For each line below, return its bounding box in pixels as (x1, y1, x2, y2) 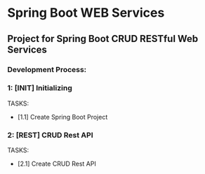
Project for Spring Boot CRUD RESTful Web (7, 33, 199, 45)
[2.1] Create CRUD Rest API (17, 159, 96, 168)
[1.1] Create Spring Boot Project (17, 113, 108, 121)
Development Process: (7, 64, 87, 74)
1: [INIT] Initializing (7, 83, 72, 93)
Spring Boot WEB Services (7, 5, 165, 21)
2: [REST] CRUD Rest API (7, 130, 93, 140)
